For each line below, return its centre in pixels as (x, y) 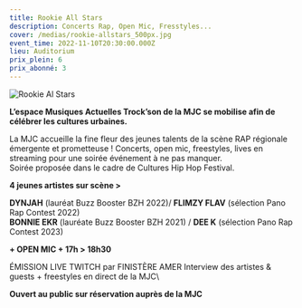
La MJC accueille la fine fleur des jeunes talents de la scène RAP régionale (148, 139)
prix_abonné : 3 (38, 69)
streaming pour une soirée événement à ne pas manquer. (116, 158)
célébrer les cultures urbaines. (69, 121)
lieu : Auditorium (42, 52)
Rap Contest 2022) (45, 212)
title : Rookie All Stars (56, 18)
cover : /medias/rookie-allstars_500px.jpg (90, 34)
